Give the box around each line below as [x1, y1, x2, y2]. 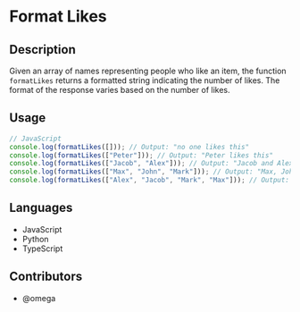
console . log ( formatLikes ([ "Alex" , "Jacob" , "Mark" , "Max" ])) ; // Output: [9, 176, 290, 185]
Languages [9, 200, 73, 215]
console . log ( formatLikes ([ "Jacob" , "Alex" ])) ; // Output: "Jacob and [9, 159, 274, 168]
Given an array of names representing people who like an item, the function [9, 65, 287, 76]
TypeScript [21, 243, 63, 254]
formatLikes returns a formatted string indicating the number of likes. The [9, 75, 280, 86]
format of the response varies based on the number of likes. [9, 85, 230, 95]
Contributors [9, 269, 83, 284]
